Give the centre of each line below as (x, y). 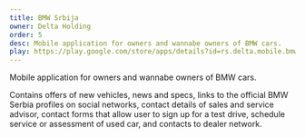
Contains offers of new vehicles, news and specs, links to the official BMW (149, 95)
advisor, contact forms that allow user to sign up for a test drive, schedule (148, 114)
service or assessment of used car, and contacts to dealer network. (136, 124)
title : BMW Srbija (44, 18)
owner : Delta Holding (50, 26)
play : (20, 52)
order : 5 (26, 34)
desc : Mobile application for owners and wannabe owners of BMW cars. (146, 43)
